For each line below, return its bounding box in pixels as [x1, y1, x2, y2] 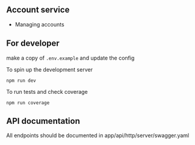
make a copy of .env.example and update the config [6, 54, 135, 61]
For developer [6, 39, 60, 49]
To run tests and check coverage [6, 88, 88, 95]
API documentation [6, 116, 80, 126]
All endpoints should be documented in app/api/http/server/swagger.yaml [6, 132, 190, 139]
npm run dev [6, 78, 36, 84]
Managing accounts [14, 20, 64, 28]
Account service [6, 5, 70, 15]
